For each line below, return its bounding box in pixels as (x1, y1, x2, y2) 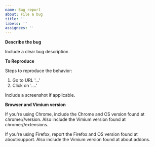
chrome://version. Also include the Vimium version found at (5, 116, 126, 122)
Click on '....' (12, 82, 38, 89)
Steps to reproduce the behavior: (5, 68, 73, 74)
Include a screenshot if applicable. (5, 92, 76, 98)
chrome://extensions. (5, 122, 48, 128)
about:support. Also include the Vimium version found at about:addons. (5, 137, 151, 143)
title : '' (5, 16, 26, 21)
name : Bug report (5, 7, 41, 12)
